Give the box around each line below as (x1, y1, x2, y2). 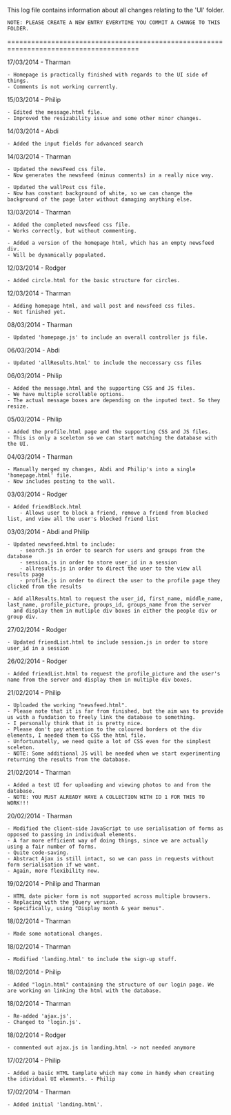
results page (7, 571, 45, 578)
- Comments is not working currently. (7, 83, 119, 90)
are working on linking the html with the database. (7, 987, 162, 994)
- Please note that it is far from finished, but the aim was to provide (7, 708, 224, 715)
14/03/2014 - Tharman (7, 152, 71, 161)
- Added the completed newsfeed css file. (7, 221, 131, 228)
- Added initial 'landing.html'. (7, 1101, 103, 1108)
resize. (7, 403, 30, 410)
